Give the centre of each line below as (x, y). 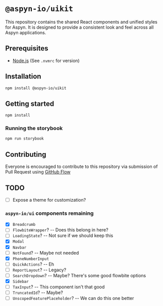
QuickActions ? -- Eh (33, 264)
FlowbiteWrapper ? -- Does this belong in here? (60, 230)
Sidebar (20, 281)
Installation (23, 76)
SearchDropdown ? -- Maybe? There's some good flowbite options (79, 275)
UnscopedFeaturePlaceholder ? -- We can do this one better (73, 298)
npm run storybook (24, 139)
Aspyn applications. (26, 32)
